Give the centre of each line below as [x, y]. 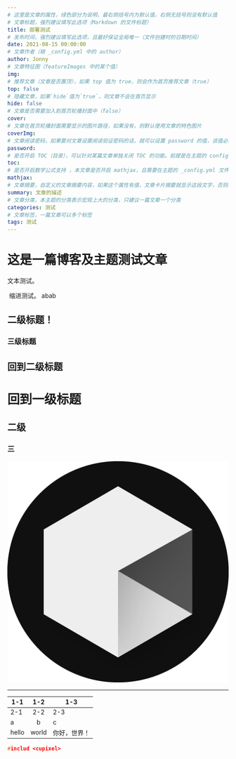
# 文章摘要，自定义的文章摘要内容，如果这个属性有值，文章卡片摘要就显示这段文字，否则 [118, 185]
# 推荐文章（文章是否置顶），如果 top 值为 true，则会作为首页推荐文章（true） [110, 81]
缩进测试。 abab [32, 296]
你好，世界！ [71, 732]
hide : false [25, 104]
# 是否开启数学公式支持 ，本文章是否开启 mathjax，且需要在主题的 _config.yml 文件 [118, 171]
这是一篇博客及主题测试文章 [87, 260]
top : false [23, 89]
